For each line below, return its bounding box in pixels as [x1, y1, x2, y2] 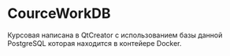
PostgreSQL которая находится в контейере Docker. [7, 38, 182, 47]
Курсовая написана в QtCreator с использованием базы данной [7, 30, 223, 40]
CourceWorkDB [7, 5, 111, 23]
